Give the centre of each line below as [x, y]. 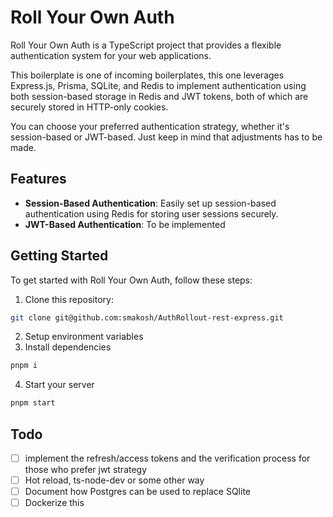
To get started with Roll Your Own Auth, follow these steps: [131, 280]
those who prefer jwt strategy [86, 470]
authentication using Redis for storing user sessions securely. [151, 213]
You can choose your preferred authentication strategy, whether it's [150, 126]
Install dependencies [68, 347]
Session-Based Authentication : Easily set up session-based [150, 203]
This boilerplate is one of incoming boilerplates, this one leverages [147, 75]
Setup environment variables [84, 337]
